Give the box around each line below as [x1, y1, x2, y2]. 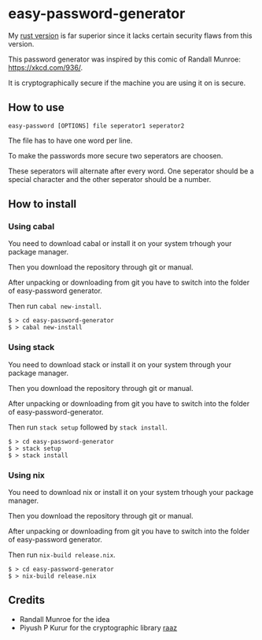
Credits [8, 593, 46, 607]
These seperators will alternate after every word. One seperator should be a [8, 166, 254, 176]
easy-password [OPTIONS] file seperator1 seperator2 [8, 121, 185, 130]
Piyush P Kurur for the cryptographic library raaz [19, 623, 178, 632]
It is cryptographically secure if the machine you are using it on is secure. [8, 78, 246, 87]
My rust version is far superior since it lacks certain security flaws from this [8, 31, 253, 40]
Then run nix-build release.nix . [8, 550, 116, 560]
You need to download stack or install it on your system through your [8, 359, 232, 369]
